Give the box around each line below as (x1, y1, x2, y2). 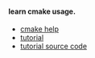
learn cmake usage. (8, 6, 76, 16)
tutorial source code (19, 41, 87, 52)
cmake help (19, 24, 59, 34)
